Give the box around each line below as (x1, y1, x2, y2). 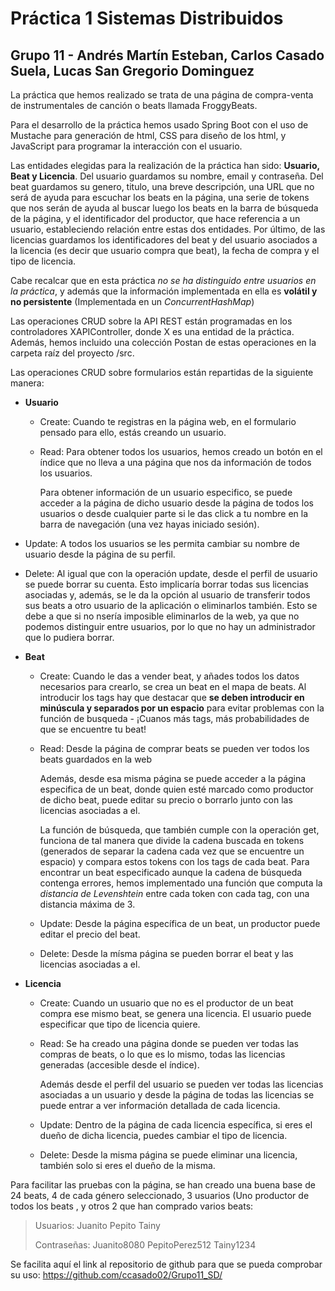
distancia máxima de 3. (39, 898, 136, 910)
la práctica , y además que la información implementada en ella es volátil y (10, 285, 318, 297)
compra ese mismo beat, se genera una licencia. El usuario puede (39, 1008, 312, 1019)
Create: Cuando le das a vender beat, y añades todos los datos (39, 670, 300, 682)
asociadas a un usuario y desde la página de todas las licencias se (39, 1089, 315, 1101)
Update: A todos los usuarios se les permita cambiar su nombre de (24, 538, 300, 549)
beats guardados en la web (39, 753, 153, 765)
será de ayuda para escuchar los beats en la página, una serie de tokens (10, 192, 310, 203)
